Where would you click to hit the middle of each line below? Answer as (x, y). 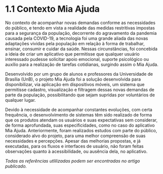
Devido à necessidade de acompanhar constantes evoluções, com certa (79, 110)
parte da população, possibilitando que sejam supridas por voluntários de (80, 95)
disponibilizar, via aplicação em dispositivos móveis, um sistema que (75, 84)
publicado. (16, 166)
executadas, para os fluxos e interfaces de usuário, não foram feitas (75, 146)
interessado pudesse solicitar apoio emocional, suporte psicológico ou (77, 59)
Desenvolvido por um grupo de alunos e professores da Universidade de (79, 74)
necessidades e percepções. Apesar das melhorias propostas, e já (73, 141)
